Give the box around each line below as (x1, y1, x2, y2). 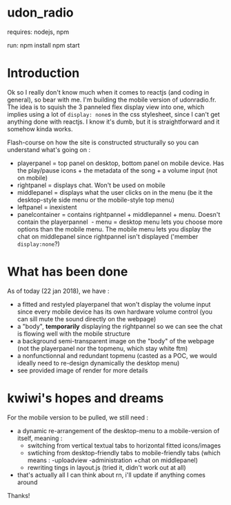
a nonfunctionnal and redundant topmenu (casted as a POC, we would (17, 351, 217, 360)
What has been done (7, 264, 128, 280)
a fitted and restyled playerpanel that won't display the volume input (17, 300, 211, 308)
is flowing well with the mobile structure (17, 330, 131, 338)
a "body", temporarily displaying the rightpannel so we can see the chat (17, 322, 223, 330)
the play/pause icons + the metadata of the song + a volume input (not (17, 166, 218, 174)
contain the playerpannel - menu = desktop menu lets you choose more (17, 218, 223, 226)
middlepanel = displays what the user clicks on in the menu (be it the (17, 188, 213, 196)
